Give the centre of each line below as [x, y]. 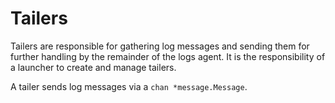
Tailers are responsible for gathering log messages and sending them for [160, 46]
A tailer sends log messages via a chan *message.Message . [129, 86]
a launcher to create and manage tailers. [93, 67]
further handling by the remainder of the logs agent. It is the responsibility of [168, 56]
